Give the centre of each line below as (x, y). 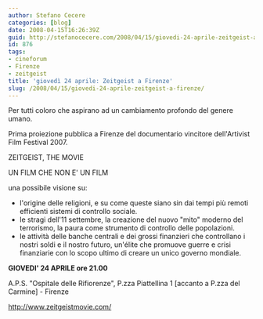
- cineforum (27, 60)
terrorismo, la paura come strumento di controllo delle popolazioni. (127, 228)
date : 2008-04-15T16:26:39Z (54, 30)
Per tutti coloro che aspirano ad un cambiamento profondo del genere (121, 111)
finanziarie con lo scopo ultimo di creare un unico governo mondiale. (130, 253)
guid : (17, 37)
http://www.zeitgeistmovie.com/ (60, 307)
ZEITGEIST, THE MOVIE (46, 158)
